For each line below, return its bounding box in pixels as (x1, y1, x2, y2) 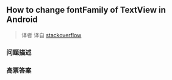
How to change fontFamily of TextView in (6, 5, 166, 15)
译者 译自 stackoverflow (21, 31, 82, 38)
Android (6, 15, 38, 25)
